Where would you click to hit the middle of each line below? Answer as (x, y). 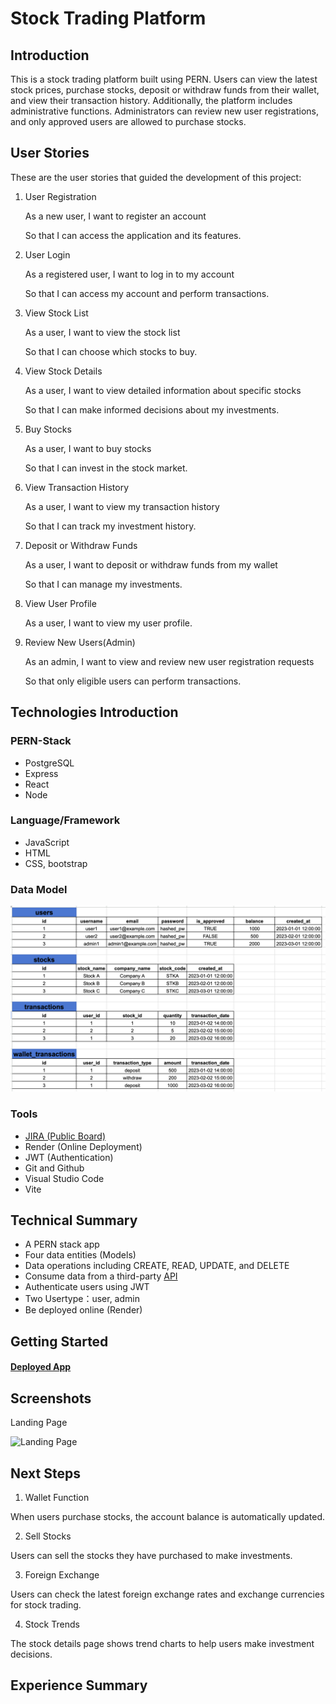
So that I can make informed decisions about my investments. (152, 409)
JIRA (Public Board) (65, 1136)
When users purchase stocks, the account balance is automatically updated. (168, 1517)
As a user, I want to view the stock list (102, 332)
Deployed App (41, 1367)
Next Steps (45, 1473)
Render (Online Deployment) (83, 1146)
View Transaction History (77, 487)
